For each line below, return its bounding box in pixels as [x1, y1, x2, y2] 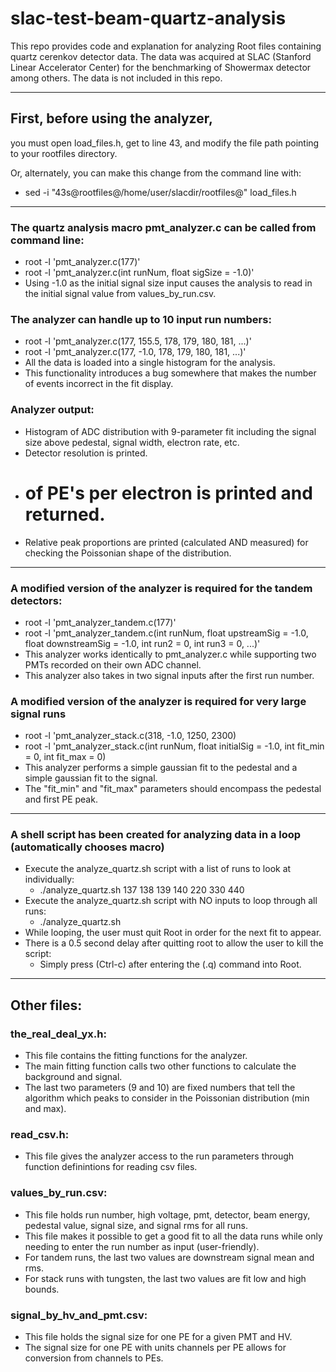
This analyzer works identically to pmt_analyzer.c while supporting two [24, 648, 317, 660]
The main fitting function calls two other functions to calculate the [24, 1060, 297, 1072]
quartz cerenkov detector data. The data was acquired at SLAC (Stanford [10, 50, 312, 62]
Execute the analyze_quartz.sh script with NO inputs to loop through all [24, 895, 318, 907]
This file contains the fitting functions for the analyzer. [24, 1050, 248, 1062]
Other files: [10, 997, 83, 1014]
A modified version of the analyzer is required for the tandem [10, 581, 313, 595]
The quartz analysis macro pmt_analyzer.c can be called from [10, 220, 317, 234]
